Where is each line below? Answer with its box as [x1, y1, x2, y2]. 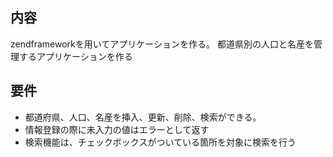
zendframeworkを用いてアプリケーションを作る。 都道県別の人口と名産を [10, 38, 315, 50]
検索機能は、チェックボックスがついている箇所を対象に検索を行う [24, 136, 297, 148]
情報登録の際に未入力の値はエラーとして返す [24, 123, 210, 135]
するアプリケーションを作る [18, 50, 133, 62]
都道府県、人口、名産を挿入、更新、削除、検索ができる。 [24, 111, 262, 123]
